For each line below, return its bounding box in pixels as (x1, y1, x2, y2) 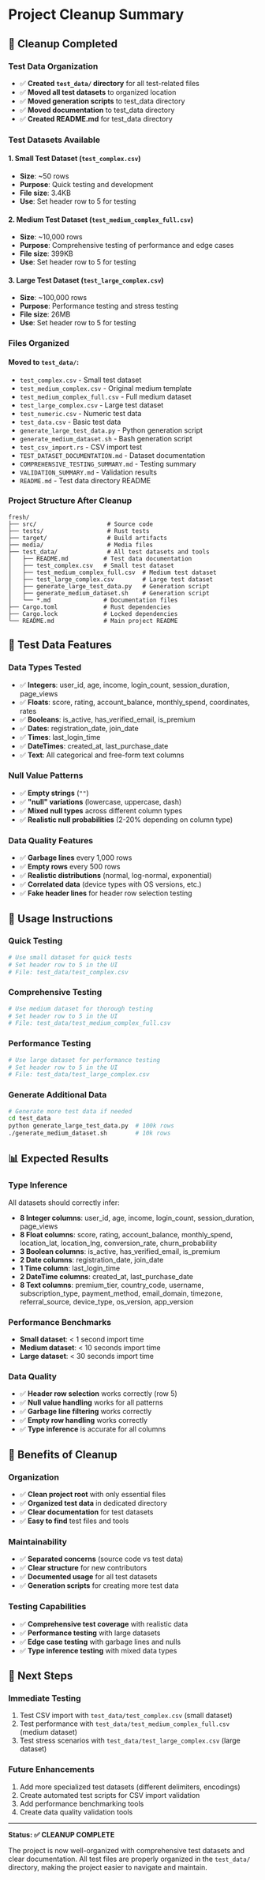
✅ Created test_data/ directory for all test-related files (19, 78, 200, 88)
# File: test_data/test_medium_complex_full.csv (8, 1019, 171, 1027)
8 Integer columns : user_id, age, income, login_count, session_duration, (19, 1213, 255, 1222)
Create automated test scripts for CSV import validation (19, 1790, 200, 1799)
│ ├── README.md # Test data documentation (8, 554, 192, 562)
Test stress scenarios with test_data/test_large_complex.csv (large (19, 1736, 241, 1746)
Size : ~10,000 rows (19, 232, 83, 242)
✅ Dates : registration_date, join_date (19, 723, 140, 733)
